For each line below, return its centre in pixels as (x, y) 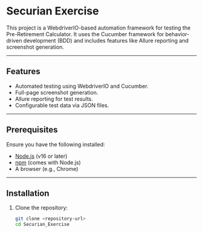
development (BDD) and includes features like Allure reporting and (106, 40)
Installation (28, 193)
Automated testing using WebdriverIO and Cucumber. (82, 86)
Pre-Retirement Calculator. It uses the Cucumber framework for (85, 34)
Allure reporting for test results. (54, 99)
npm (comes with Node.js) (48, 162)
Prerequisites (32, 130)
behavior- (177, 34)
